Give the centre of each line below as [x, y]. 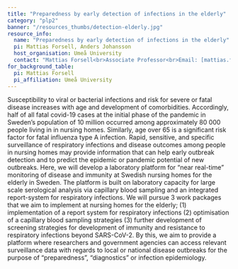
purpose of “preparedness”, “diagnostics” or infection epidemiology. [107, 258]
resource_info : [30, 34]
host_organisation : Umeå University [68, 54]
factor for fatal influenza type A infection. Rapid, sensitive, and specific [111, 137]
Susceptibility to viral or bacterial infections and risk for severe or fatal [110, 100]
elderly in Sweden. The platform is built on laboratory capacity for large [112, 183]
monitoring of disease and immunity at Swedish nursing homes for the [110, 175]
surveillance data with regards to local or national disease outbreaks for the [118, 250]
